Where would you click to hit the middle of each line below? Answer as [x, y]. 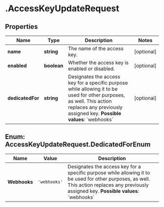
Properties [21, 27]
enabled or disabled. [92, 69]
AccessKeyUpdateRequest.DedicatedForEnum [78, 145]
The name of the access [96, 48]
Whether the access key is [98, 63]
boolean [53, 66]
